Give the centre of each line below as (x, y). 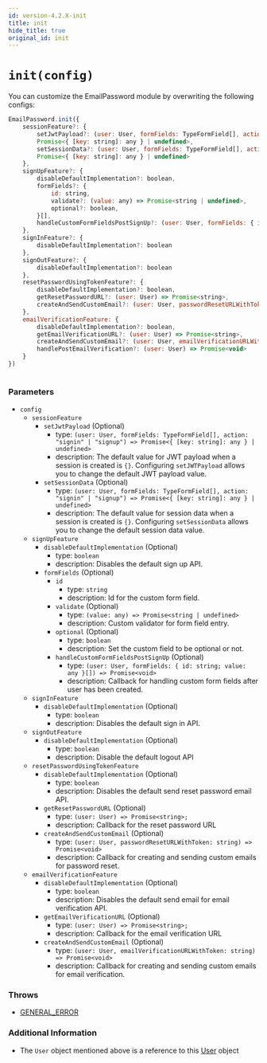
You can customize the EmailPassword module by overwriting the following (131, 96)
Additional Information (53, 1033)
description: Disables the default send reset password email (153, 791)
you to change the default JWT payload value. (131, 474)
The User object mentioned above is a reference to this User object (129, 1050)
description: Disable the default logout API (124, 757)
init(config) (51, 76)
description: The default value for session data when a (145, 513)
